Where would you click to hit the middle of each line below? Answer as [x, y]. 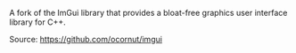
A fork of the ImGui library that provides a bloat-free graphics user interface [148, 13]
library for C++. [37, 22]
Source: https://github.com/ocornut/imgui [86, 39]
